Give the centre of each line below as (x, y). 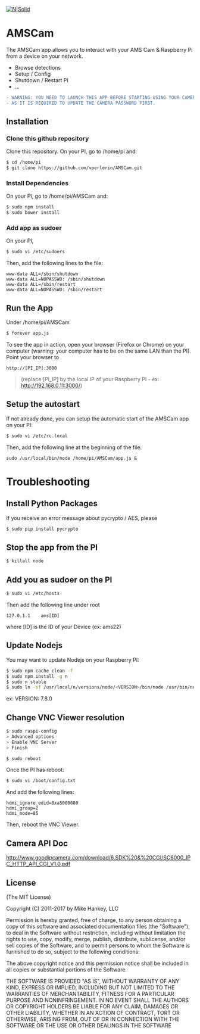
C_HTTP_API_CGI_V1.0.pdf (38, 864)
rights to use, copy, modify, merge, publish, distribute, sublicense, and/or (96, 939)
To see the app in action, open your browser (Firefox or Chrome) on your (95, 345)
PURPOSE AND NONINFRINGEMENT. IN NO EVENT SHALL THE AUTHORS (98, 1000)
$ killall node (25, 561)
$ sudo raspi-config (32, 731)
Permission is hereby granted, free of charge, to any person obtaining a (94, 920)
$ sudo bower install (33, 213)
